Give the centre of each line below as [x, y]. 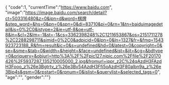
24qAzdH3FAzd [145, 61]
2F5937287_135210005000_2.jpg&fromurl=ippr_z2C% [73, 61]
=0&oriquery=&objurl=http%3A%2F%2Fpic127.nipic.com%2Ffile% [74, 56]
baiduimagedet [147, 24]
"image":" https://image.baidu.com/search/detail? [56, 12]
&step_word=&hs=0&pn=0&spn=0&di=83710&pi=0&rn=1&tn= [69, 24]
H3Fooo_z [16, 66]
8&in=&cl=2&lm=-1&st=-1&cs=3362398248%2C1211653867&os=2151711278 [84, 35]
